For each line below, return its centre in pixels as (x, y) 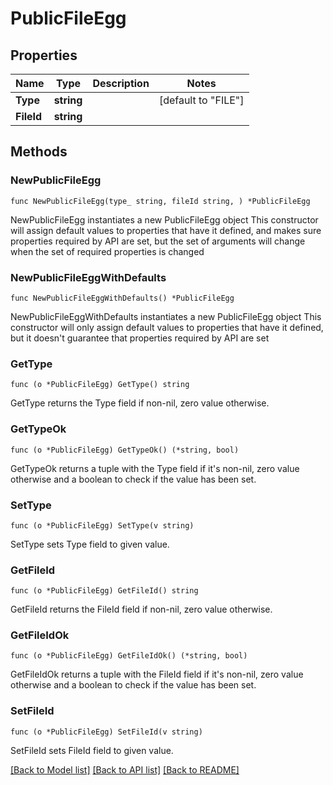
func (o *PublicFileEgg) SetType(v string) (102, 525)
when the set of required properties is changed (107, 251)
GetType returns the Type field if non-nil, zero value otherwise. (140, 403)
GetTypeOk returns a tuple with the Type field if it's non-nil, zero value (155, 468)
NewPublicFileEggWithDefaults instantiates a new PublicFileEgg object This (166, 316)
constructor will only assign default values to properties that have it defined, (167, 327)
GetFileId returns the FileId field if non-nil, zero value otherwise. (141, 609)
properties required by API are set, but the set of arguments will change (158, 241)
